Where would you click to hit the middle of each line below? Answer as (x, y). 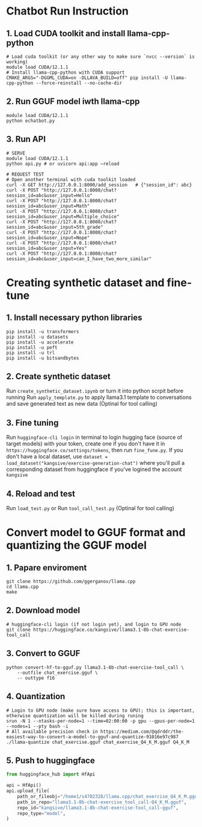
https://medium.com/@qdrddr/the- (142, 732)
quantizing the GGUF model (77, 545)
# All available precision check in (52, 732)
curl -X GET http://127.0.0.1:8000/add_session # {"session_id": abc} (99, 185)
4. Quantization (36, 696)
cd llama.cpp (23, 587)
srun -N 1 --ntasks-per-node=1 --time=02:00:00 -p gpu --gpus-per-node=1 (101, 721)
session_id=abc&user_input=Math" (48, 206)
